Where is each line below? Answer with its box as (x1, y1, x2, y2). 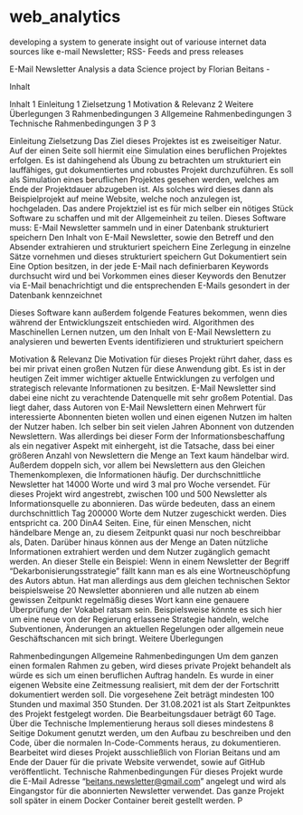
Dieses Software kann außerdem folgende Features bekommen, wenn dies (9, 306, 288, 318)
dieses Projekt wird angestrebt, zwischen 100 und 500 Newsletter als (9, 488, 268, 500)
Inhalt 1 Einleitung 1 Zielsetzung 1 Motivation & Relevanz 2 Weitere (9, 98, 254, 110)
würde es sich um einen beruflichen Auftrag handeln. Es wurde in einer (9, 669, 274, 681)
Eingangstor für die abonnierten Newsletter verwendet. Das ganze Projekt (9, 785, 285, 796)
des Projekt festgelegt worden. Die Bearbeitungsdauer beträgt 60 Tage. (9, 708, 277, 719)
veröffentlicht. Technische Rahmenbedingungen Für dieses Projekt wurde (9, 766, 283, 777)
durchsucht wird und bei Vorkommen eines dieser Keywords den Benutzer (9, 270, 287, 281)
